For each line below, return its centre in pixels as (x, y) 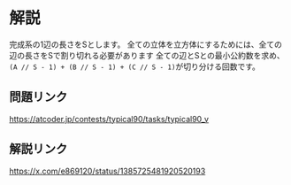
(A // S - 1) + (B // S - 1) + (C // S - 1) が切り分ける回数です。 (135, 66)
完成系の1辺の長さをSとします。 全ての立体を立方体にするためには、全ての (146, 44)
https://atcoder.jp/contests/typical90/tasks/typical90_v (109, 119)
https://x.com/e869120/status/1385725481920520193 (107, 171)
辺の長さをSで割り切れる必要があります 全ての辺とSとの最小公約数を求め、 (147, 55)
